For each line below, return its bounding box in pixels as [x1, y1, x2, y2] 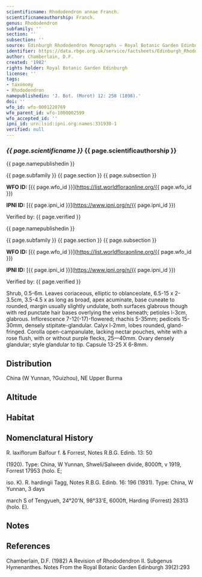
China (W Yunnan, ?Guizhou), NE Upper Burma [6, 374, 123, 382]
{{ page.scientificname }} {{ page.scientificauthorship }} [6, 146, 177, 154]
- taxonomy [6, 82, 34, 88]
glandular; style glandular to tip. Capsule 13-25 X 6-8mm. [6, 341, 148, 348]
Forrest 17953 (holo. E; [6, 467, 62, 474]
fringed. [6, 328, 26, 335]
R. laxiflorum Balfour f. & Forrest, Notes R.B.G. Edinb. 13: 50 [6, 449, 153, 456]
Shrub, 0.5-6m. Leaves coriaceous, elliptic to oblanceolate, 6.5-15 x [6, 290, 174, 297]
